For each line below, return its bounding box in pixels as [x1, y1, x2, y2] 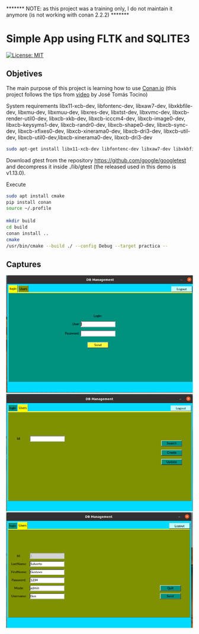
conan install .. [6, 230, 49, 236]
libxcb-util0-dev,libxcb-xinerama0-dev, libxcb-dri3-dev [17, 133, 153, 141]
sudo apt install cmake [6, 193, 65, 199]
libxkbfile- [168, 102, 193, 109]
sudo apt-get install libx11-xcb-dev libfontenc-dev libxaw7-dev [6, 146, 171, 152]
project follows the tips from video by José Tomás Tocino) [6, 91, 148, 98]
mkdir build [6, 218, 36, 224]
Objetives [6, 69, 43, 79]
